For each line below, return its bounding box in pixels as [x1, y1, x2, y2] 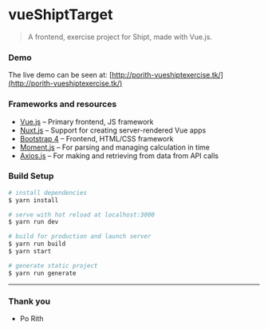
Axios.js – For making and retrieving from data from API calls [19, 150, 219, 161]
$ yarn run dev [8, 218, 59, 226]
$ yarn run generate [8, 269, 77, 277]
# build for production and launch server [8, 233, 152, 241]
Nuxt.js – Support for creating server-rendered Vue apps [19, 125, 207, 135]
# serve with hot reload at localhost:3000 [8, 210, 156, 219]
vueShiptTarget [8, 6, 113, 24]
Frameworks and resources [8, 98, 117, 109]
